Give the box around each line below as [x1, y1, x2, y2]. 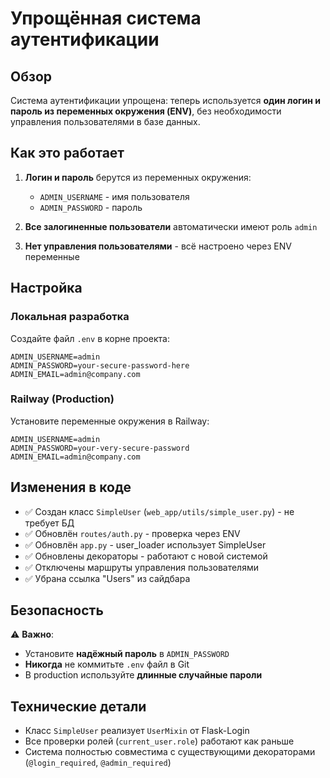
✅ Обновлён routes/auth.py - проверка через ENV [24, 527, 241, 539]
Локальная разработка [10, 310, 130, 324]
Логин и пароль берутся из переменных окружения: [24, 171, 252, 183]
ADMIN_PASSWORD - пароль [39, 201, 143, 213]
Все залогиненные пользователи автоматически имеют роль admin [24, 220, 318, 232]
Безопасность [10, 602, 104, 619]
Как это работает [10, 145, 125, 162]
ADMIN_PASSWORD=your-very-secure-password [10, 443, 190, 453]
